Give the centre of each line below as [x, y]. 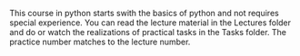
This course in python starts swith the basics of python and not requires [144, 13]
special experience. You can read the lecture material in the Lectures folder [150, 23]
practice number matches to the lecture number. [100, 42]
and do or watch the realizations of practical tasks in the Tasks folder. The [148, 32]
